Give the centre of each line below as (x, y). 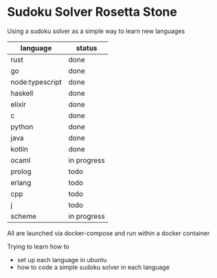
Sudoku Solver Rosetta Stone (92, 12)
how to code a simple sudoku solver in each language (93, 267)
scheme (23, 216)
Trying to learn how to (38, 246)
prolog (21, 171)
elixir (18, 104)
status (87, 47)
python (22, 127)
